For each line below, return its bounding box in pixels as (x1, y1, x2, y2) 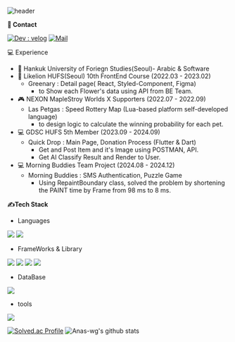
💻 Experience (7, 48, 49, 56)
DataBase (17, 273, 46, 281)
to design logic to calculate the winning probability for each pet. (38, 120, 224, 128)
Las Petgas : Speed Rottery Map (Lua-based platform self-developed (27, 105, 229, 113)
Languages (17, 216, 51, 225)
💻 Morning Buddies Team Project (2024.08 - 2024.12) (17, 161, 175, 169)
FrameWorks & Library (17, 245, 82, 253)
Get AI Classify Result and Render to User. (38, 153, 161, 161)
